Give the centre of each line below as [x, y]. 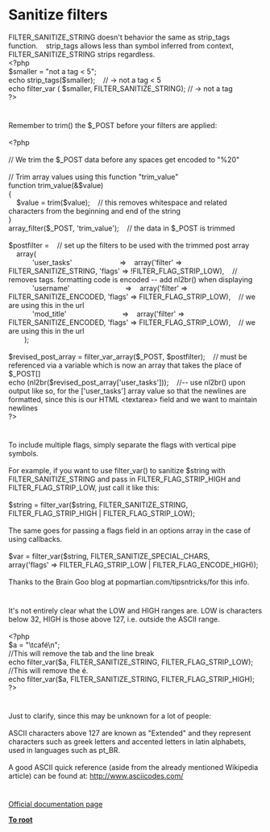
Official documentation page [56, 804]
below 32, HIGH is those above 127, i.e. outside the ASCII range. [114, 619]
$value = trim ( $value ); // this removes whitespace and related [121, 202]
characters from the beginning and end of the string [95, 211]
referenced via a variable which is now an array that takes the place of [125, 365]
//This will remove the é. [48, 670]
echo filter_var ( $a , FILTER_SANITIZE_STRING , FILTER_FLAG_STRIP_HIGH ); [132, 679]
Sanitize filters [58, 15]
